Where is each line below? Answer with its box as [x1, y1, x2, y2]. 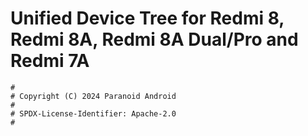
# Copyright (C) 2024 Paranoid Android [10, 91, 177, 101]
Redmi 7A [10, 50, 90, 72]
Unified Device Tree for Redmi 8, [10, 7, 285, 30]
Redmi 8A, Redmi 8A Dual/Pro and [10, 28, 299, 51]
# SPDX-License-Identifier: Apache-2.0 [10, 108, 177, 119]
